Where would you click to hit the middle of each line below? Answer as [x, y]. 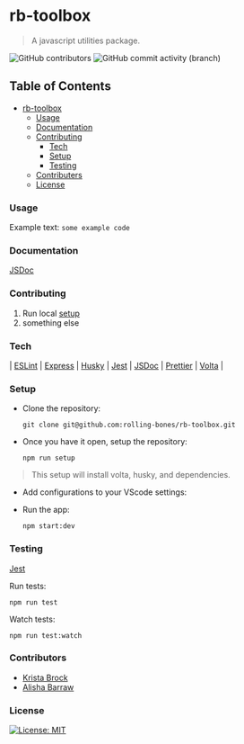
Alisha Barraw [48, 687]
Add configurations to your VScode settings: [105, 492]
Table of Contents [61, 86]
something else [51, 323]
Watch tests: [32, 619]
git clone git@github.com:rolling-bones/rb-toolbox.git [129, 425]
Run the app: [46, 510]
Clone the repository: [61, 408]
